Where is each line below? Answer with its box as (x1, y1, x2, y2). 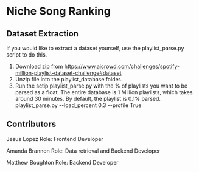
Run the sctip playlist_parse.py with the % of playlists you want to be (15, 82, 187, 89)
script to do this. (6, 51, 47, 58)
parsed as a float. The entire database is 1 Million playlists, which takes (15, 89, 193, 95)
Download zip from (15, 63, 63, 70)
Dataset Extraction (6, 29, 79, 39)
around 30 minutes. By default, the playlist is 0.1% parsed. (15, 95, 161, 102)
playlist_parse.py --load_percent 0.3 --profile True (15, 101, 142, 109)
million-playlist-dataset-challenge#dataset (15, 69, 122, 77)
